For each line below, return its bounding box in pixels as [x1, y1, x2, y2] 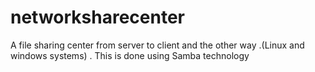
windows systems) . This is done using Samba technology [10, 49, 250, 61]
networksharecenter [10, 6, 186, 29]
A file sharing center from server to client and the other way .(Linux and [10, 39, 305, 51]
